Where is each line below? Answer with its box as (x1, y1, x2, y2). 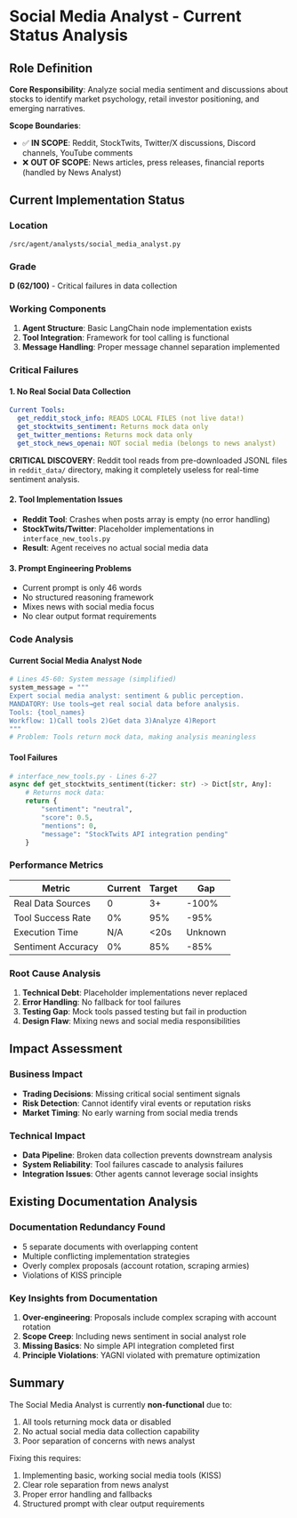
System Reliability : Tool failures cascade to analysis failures (21, 1159, 244, 1169)
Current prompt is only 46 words (21, 583, 142, 593)
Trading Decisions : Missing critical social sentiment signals (21, 1088, 241, 1099)
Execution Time (13, 925, 78, 938)
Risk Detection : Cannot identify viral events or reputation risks (21, 1097, 252, 1109)
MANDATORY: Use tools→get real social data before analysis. (9, 699, 241, 708)
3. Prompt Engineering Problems (9, 562, 132, 573)
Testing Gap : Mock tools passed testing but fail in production (21, 1005, 247, 1016)
